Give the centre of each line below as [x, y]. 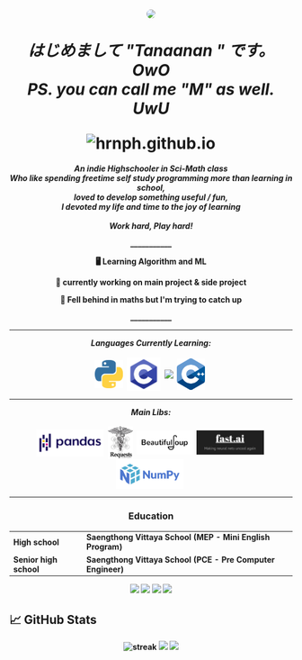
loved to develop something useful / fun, [151, 197]
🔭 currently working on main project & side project [151, 282]
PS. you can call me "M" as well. [151, 90]
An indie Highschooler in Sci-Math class [151, 168]
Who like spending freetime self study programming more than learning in [151, 177]
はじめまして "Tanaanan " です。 [151, 51]
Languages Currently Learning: [151, 343]
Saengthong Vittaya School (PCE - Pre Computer [181, 559]
